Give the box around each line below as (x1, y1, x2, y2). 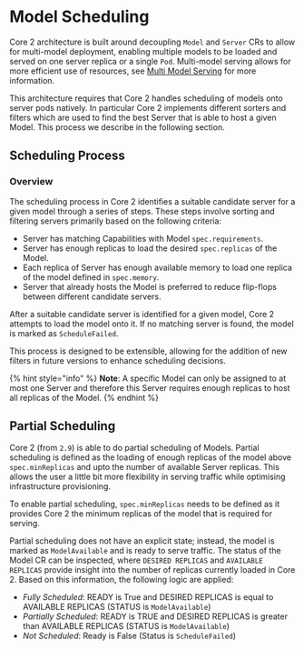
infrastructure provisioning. (9, 481, 112, 492)
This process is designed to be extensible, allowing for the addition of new (9, 345, 288, 356)
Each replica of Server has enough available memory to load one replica (22, 262, 293, 273)
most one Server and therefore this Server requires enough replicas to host (9, 382, 290, 393)
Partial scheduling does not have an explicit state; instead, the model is (9, 535, 275, 546)
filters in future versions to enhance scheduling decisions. (9, 355, 227, 365)
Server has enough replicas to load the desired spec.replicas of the (22, 243, 278, 254)
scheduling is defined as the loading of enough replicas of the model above (9, 452, 292, 463)
